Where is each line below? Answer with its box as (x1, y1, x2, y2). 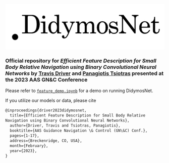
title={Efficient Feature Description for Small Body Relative (10, 113, 145, 118)
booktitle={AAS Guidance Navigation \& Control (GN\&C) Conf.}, (10, 128, 148, 133)
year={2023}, (10, 148, 37, 153)
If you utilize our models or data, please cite (5, 98, 96, 104)
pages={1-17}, (10, 133, 39, 138)
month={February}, (10, 143, 49, 148)
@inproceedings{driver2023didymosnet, (5, 108, 87, 113)
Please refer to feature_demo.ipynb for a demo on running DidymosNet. (5, 88, 153, 94)
